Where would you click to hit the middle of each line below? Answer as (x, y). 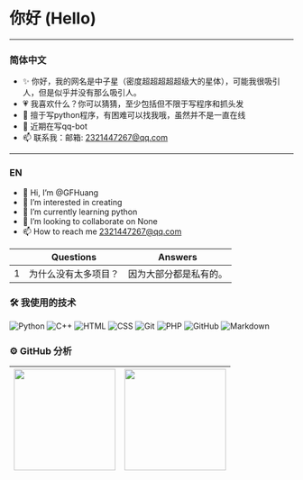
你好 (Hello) (53, 18)
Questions (74, 257)
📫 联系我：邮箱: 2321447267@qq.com (95, 138)
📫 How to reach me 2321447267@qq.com (102, 231)
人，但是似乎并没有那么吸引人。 (82, 93)
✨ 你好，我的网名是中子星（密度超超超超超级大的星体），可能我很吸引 (151, 81)
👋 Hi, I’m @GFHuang (60, 192)
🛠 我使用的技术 (43, 303)
